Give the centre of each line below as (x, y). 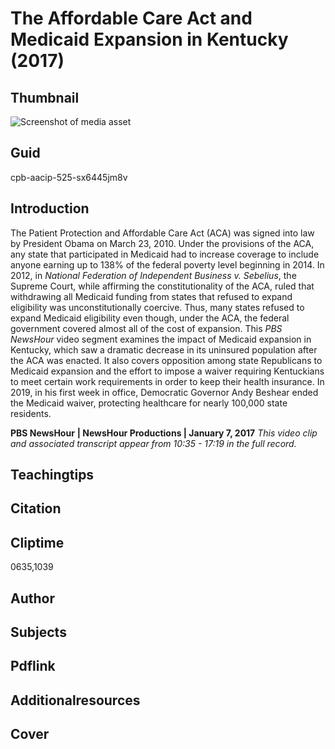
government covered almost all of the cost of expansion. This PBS (146, 328)
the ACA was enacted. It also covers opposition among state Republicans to (166, 360)
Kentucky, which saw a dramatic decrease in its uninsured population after (164, 349)
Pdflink (33, 666)
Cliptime (37, 542)
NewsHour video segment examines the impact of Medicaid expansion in (161, 339)
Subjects (38, 632)
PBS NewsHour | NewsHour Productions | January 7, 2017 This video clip (164, 433)
